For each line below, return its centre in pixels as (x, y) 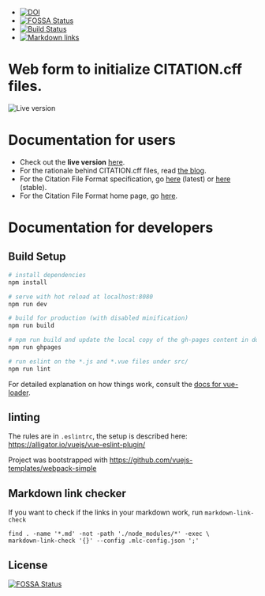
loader (19, 393)
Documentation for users (92, 140)
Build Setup (37, 257)
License (28, 565)
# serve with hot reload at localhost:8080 (81, 297)
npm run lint (30, 369)
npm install (28, 282)
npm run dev (28, 304)
